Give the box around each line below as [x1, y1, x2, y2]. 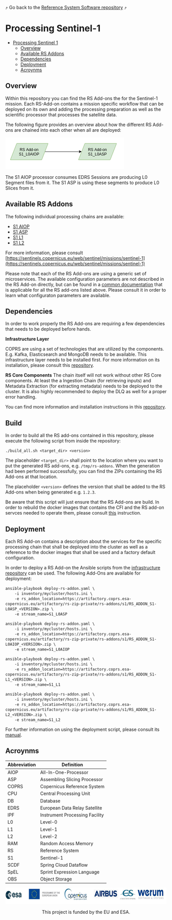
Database [40, 798, 60, 804]
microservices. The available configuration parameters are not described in [5, 276, 164, 282]
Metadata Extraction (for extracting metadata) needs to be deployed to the [5, 383, 163, 389]
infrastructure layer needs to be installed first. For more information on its [5, 357, 160, 363]
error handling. [5, 394, 37, 400]
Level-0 [40, 819, 58, 825]
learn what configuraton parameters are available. [5, 292, 111, 298]
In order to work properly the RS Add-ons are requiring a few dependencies [5, 320, 165, 327]
